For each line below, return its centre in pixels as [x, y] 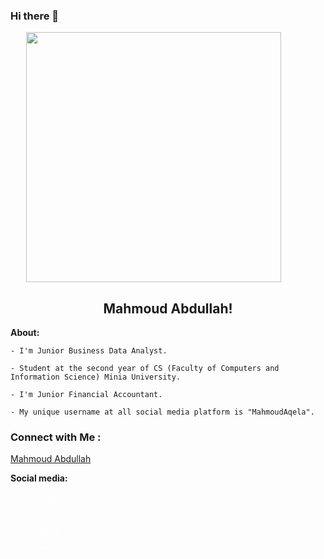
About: [25, 333]
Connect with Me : [56, 437]
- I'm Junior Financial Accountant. [86, 395]
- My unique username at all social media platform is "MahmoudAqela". [162, 412]
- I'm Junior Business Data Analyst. [89, 351]
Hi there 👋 [35, 16]
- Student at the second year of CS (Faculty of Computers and [145, 369]
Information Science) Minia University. [96, 377]
